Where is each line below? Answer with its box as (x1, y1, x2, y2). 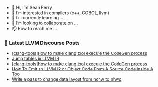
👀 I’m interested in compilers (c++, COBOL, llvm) (11, 10, 109, 16)
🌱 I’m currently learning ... (11, 15, 64, 20)
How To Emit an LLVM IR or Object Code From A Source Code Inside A (11, 66, 154, 72)
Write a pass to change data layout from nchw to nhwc (11, 76, 122, 82)
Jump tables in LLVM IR (11, 56, 59, 62)
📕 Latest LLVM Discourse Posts (4, 39, 80, 46)
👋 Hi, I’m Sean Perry (11, 5, 52, 10)
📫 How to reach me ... (11, 26, 57, 31)
